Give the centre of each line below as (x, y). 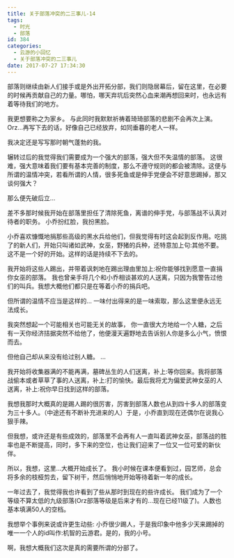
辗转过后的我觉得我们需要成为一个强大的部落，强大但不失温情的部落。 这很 (115, 157)
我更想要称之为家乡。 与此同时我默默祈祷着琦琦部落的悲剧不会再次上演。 (112, 119)
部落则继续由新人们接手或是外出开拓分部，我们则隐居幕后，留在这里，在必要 (117, 86)
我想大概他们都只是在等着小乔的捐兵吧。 (95, 286)
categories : (24, 46)
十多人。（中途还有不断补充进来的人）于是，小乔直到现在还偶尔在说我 (118, 412)
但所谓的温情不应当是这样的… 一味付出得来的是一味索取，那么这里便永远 (111, 301)
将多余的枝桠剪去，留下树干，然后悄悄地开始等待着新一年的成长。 (102, 477)
